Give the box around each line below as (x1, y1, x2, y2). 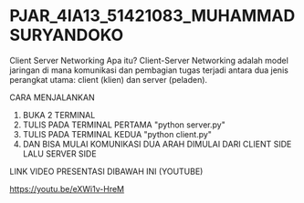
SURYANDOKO (9, 25, 124, 46)
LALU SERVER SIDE (22, 147, 98, 159)
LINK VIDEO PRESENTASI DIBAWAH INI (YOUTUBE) (9, 166, 204, 177)
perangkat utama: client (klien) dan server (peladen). (9, 74, 208, 85)
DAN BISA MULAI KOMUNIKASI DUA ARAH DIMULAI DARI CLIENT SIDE (22, 138, 292, 149)
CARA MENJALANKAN (9, 92, 95, 103)
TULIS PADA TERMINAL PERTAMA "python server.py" (22, 119, 225, 130)
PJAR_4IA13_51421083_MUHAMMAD (9, 5, 296, 26)
